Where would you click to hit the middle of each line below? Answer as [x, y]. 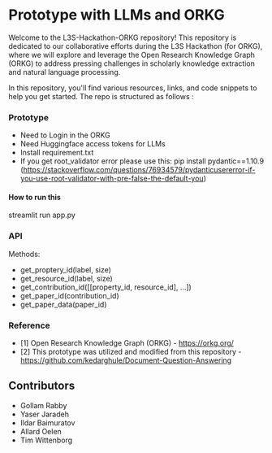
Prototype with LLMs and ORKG [117, 15]
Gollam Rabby [43, 405]
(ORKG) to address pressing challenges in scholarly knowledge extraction [132, 63]
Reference [29, 325]
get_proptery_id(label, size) [66, 269]
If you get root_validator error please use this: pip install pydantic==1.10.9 [142, 161]
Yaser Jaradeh [44, 414]
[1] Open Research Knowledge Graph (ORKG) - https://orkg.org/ [127, 343]
